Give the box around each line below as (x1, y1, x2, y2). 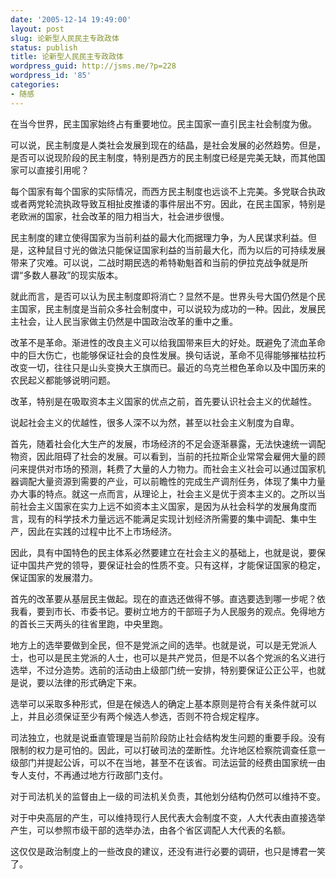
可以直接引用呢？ (18, 164, 90, 176)
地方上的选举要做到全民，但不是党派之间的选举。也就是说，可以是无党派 (10, 639, 308, 651)
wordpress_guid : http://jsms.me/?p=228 (10, 61, 177, 71)
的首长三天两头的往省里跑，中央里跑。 (10, 617, 168, 630)
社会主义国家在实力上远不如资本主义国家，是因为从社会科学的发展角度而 (18, 500, 317, 512)
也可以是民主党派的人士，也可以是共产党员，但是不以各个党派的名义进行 (27, 651, 326, 663)
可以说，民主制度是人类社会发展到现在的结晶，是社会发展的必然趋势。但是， (10, 139, 326, 151)
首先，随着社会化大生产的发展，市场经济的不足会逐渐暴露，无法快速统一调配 (10, 437, 326, 450)
